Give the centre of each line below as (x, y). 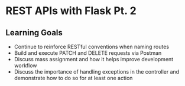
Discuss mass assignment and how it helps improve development (94, 59)
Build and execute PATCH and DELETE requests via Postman (88, 53)
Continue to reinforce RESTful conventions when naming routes (92, 47)
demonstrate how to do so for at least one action (73, 78)
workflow (25, 65)
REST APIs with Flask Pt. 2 (71, 11)
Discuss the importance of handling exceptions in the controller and (97, 72)
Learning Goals (34, 33)
